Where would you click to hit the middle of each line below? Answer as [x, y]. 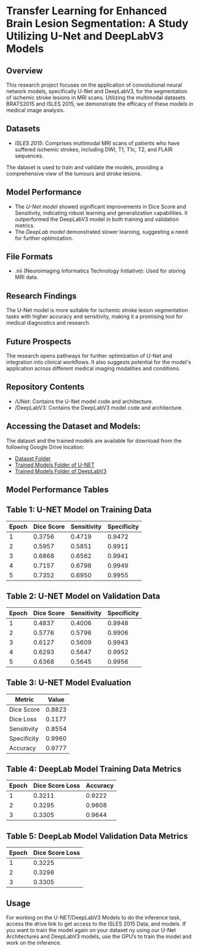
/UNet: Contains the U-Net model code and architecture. [84, 401]
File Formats [30, 257]
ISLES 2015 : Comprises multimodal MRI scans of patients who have [97, 143]
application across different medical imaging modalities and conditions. [93, 369]
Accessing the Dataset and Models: [73, 427]
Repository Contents [45, 387]
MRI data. [26, 277]
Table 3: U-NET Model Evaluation [69, 683]
